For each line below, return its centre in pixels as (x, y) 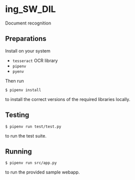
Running (19, 151)
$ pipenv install (23, 90)
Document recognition (28, 23)
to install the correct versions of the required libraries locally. (68, 99)
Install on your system (28, 50)
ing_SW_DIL (30, 9)
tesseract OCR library (35, 60)
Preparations (26, 39)
